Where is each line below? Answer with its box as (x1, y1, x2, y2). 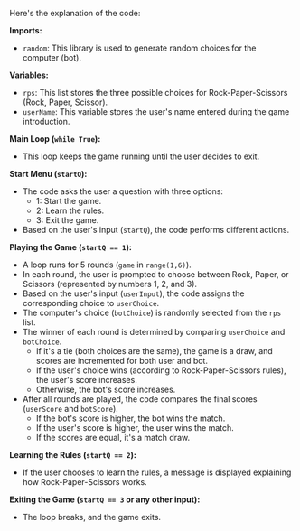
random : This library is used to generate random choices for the (22, 42, 257, 53)
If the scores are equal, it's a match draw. (35, 433, 191, 442)
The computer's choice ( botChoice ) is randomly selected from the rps (22, 307, 282, 318)
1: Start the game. (35, 196, 102, 206)
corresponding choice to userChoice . (22, 298, 160, 308)
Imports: (9, 25, 42, 35)
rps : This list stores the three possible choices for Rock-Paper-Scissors (22, 88, 288, 98)
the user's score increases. (35, 375, 137, 385)
